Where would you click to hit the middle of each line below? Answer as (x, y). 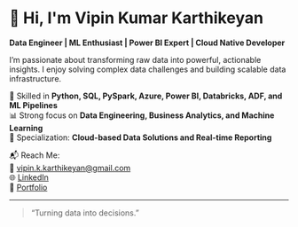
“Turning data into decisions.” (85, 213)
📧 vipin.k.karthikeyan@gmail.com (70, 168)
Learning (26, 128)
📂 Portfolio (28, 187)
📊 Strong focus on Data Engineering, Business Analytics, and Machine (142, 115)
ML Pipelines (33, 105)
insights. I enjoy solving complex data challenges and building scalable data (148, 69)
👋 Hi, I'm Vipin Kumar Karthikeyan (137, 18)
